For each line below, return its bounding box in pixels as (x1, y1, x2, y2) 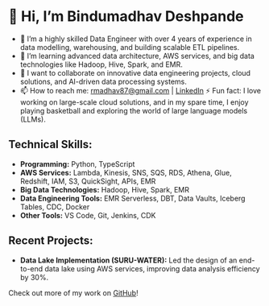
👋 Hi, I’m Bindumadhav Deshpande (8, 7, 244, 26)
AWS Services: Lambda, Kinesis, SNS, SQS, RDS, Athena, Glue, (19, 167, 232, 177)
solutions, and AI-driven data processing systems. (19, 76, 188, 86)
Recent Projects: (8, 234, 94, 248)
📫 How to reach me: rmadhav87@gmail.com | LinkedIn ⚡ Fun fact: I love (19, 85, 262, 95)
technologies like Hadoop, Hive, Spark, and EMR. (19, 60, 183, 69)
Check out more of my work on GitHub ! (8, 287, 139, 297)
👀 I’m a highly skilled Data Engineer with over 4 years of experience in (19, 34, 252, 43)
